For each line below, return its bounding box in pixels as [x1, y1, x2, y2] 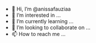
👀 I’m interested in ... [11, 12, 61, 19]
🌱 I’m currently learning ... [11, 18, 74, 24]
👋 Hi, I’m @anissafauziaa [11, 6, 71, 12]
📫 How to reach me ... [11, 31, 66, 37]
